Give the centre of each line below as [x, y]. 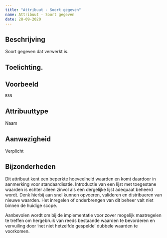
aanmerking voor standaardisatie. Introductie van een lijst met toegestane [81, 184]
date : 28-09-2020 [23, 19]
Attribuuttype [27, 111]
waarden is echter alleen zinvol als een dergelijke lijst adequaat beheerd [79, 189]
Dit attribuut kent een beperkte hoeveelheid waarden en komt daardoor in [81, 179]
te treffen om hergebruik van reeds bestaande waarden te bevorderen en [80, 220]
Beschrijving [25, 39]
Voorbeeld [22, 84]
